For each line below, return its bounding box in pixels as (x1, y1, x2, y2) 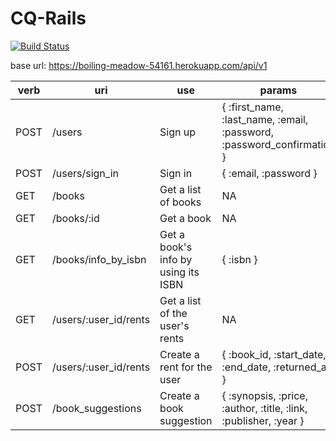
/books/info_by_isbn (51, 252, 147, 266)
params (259, 83, 298, 97)
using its (159, 265, 200, 279)
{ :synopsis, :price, (221, 388, 308, 402)
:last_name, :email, (221, 112, 309, 126)
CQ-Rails (10, 7, 87, 30)
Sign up (159, 125, 197, 139)
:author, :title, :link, (221, 401, 308, 415)
